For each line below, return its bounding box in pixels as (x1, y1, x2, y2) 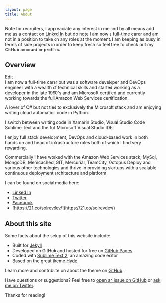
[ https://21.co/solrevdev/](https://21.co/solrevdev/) (12, 205, 115, 211)
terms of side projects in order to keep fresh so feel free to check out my (5, 41, 154, 47)
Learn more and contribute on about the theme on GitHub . (5, 268, 124, 274)
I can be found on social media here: (5, 180, 80, 186)
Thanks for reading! (5, 292, 46, 298)
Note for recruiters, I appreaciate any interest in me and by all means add (5, 25, 155, 31)
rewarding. (5, 145, 27, 151)
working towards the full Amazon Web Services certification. (5, 95, 129, 101)
